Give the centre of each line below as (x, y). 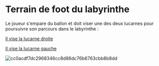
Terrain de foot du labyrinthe (67, 9)
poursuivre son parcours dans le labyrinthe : (52, 28)
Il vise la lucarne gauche (31, 48)
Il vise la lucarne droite (29, 39)
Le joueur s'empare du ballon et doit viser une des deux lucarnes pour (79, 23)
